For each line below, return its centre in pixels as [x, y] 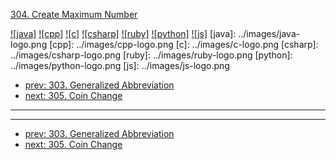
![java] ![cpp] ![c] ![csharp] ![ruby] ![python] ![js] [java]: [123, 33]
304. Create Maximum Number [74, 14]
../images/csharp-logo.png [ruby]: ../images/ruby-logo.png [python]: [151, 55]
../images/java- [269, 33]
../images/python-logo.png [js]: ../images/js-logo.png [120, 65]
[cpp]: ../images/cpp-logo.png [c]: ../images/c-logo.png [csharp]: [184, 44]
